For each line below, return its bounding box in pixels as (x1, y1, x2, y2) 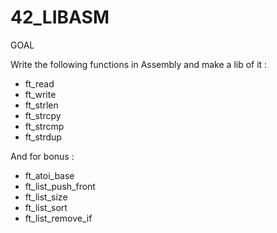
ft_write (24, 88, 57, 100)
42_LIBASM (10, 6, 110, 29)
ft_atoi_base (24, 169, 75, 181)
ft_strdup (24, 131, 62, 143)
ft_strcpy (24, 109, 62, 121)
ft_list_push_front (24, 180, 96, 192)
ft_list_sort (24, 201, 68, 213)
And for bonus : (10, 150, 75, 162)
